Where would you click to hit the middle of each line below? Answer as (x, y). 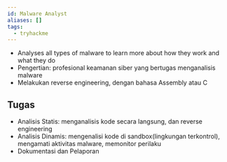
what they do (36, 61)
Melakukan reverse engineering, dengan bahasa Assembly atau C (112, 83)
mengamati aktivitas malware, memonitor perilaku (89, 144)
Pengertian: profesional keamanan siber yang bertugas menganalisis (116, 68)
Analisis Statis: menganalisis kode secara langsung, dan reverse (110, 121)
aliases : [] (25, 20)
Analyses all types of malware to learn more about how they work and (118, 53)
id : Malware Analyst (37, 14)
